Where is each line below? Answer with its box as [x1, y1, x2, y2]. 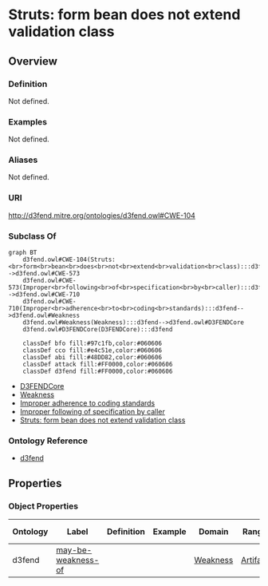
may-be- [55, 544, 93, 556]
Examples [8, 116, 48, 127]
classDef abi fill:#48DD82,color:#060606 [22, 354, 162, 362]
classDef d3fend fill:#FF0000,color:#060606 [22, 367, 173, 376]
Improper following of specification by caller [19, 407, 165, 417]
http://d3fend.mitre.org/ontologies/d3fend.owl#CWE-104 [8, 210, 195, 220]
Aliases [8, 154, 38, 165]
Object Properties [8, 501, 78, 512]
